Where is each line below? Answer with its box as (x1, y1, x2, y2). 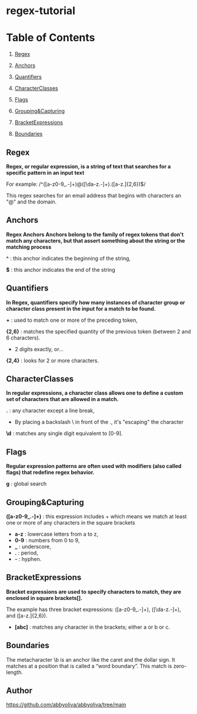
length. (6, 669, 24, 676)
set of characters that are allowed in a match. (6, 396, 119, 403)
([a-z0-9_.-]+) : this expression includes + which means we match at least (6, 513, 187, 520)
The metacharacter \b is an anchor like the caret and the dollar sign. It (6, 656, 175, 663)
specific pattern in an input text (6, 169, 85, 176)
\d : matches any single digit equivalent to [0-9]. (6, 430, 123, 437)
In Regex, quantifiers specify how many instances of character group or (6, 299, 185, 306)
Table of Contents (6, 31, 95, 45)
